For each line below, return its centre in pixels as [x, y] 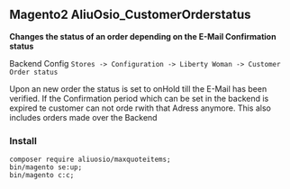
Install [23, 140]
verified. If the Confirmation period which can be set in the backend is [139, 98]
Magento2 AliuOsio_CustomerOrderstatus [130, 15]
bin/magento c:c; [42, 175]
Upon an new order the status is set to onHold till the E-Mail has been [138, 88]
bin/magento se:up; [46, 167]
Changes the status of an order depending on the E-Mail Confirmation [143, 36]
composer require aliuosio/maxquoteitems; [90, 160]
